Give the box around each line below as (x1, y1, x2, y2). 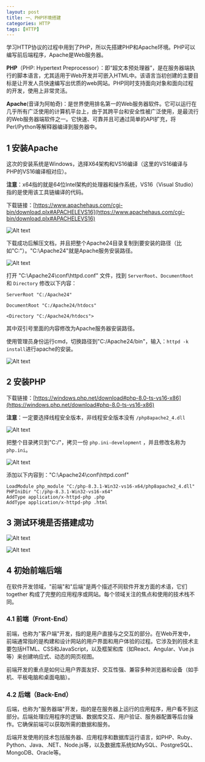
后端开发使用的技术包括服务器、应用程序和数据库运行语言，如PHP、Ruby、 (6, 734, 196, 741)
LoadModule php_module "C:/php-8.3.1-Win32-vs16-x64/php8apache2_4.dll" (6, 483, 195, 490)
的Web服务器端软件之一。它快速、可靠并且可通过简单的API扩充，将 (6, 116, 176, 123)
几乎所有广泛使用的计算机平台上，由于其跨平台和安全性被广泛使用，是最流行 (6, 108, 199, 115)
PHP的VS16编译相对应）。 (6, 168, 70, 175)
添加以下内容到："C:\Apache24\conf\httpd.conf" (6, 471, 129, 478)
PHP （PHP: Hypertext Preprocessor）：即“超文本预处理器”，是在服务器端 (6, 64, 190, 72)
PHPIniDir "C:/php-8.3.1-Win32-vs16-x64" (6, 488, 113, 495)
